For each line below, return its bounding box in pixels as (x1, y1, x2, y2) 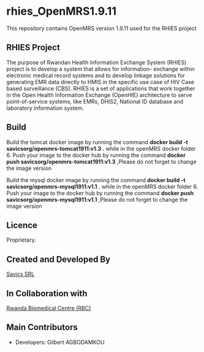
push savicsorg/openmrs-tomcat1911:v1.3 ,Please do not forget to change (6, 158, 197, 165)
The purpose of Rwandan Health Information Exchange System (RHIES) (6, 58, 187, 66)
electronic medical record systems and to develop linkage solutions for (6, 72, 186, 79)
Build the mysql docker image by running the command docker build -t (6, 176, 186, 183)
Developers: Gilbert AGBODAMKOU (15, 339, 105, 346)
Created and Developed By (6, 254, 111, 264)
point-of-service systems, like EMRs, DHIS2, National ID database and (6, 98, 184, 105)
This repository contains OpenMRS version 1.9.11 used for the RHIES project (6, 25, 197, 32)
